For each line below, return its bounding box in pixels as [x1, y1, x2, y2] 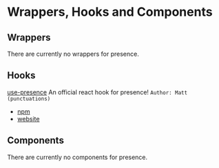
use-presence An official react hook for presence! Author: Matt [7, 87, 188, 96]
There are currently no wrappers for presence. [7, 50, 139, 58]
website [17, 114, 40, 123]
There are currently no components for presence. [7, 153, 148, 161]
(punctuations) [7, 95, 51, 102]
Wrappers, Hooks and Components [7, 4, 213, 20]
